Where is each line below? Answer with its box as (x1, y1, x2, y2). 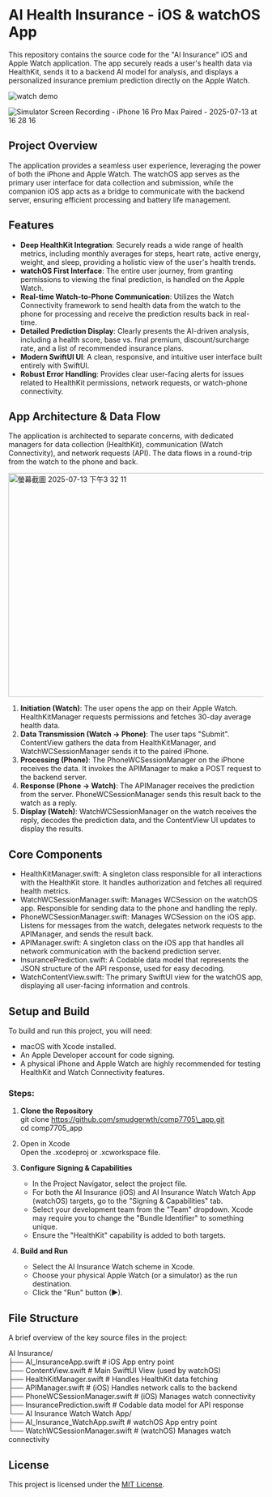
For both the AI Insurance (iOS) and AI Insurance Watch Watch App (32, 1188, 257, 1197)
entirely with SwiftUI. (19, 360, 90, 370)
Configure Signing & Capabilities (19, 1163, 133, 1173)
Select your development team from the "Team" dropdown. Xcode (32, 1205, 253, 1214)
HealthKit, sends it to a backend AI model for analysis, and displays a (8, 66, 239, 76)
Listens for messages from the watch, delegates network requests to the (19, 921, 263, 931)
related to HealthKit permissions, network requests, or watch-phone (19, 377, 248, 387)
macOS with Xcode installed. (19, 1042, 117, 1051)
